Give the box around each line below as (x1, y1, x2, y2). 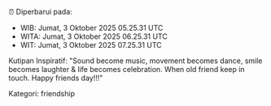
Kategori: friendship (8, 89, 76, 98)
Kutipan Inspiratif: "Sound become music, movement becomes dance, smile (8, 56, 263, 66)
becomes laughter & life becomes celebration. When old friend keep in (8, 65, 246, 74)
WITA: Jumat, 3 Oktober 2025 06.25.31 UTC (20, 32, 168, 41)
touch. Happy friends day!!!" (8, 73, 103, 83)
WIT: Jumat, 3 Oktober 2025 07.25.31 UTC (20, 40, 163, 49)
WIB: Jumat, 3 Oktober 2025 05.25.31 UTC (20, 23, 164, 32)
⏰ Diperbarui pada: (8, 7, 73, 16)
